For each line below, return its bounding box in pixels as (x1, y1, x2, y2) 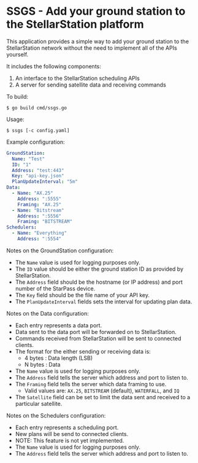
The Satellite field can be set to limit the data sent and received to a (15, 393, 191, 400)
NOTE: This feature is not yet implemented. (15, 437, 124, 444)
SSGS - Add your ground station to (6, 4, 186, 18)
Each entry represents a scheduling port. (15, 424, 119, 431)
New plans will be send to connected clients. (15, 430, 129, 437)
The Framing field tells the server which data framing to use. (15, 380, 167, 387)
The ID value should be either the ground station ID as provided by (15, 265, 184, 273)
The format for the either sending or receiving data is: (15, 348, 151, 355)
